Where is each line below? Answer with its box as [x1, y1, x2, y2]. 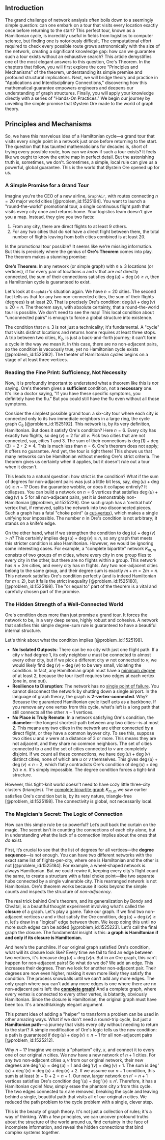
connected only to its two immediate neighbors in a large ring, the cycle [5, 416, 150, 422]
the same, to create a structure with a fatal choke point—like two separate [5, 873, 155, 879]
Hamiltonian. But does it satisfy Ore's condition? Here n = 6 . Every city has [5, 427, 156, 433]
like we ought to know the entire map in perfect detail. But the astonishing [5, 154, 154, 160]
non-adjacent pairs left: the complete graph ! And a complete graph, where [5, 986, 157, 992]
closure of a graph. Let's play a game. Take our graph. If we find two [5, 909, 144, 914]
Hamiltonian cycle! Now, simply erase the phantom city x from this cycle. [5, 1083, 152, 1089]
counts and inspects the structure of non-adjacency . [5, 889, 112, 894]
